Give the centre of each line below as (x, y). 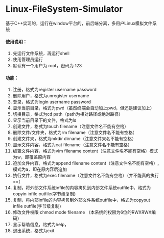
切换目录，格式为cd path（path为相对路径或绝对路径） (68, 114)
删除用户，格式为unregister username (51, 96)
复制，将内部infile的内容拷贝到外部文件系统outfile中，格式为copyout (82, 200)
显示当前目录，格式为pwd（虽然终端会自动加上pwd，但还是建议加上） (83, 108)
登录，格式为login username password (52, 102)
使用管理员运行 (28, 59)
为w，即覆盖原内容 (32, 157)
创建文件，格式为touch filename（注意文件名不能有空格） (70, 127)
